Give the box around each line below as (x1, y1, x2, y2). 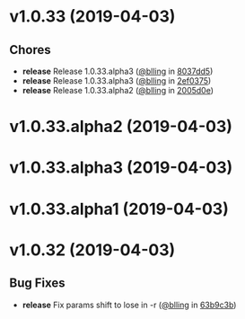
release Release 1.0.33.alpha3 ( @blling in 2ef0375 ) (22, 75, 212, 86)
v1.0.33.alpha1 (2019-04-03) (9, 199, 229, 219)
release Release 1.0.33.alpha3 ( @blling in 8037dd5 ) (22, 66, 214, 76)
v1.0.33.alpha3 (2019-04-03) (9, 157, 233, 178)
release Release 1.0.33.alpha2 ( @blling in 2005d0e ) (22, 85, 214, 95)
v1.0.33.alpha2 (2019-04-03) (9, 117, 233, 137)
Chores (9, 42, 51, 58)
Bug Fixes (9, 276, 66, 291)
